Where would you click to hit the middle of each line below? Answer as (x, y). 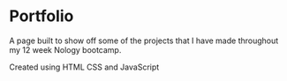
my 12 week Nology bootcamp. (65, 49)
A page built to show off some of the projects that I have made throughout (144, 40)
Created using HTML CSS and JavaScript (84, 67)
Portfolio (42, 16)
